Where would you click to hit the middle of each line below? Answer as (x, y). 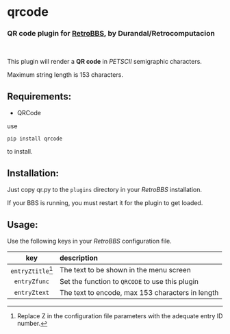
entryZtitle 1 (32, 270)
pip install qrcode (35, 139)
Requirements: (39, 96)
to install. (20, 152)
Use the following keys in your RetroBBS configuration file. (90, 241)
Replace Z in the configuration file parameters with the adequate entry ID (120, 316)
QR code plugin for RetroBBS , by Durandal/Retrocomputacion (111, 34)
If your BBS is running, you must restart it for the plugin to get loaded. (105, 203)
